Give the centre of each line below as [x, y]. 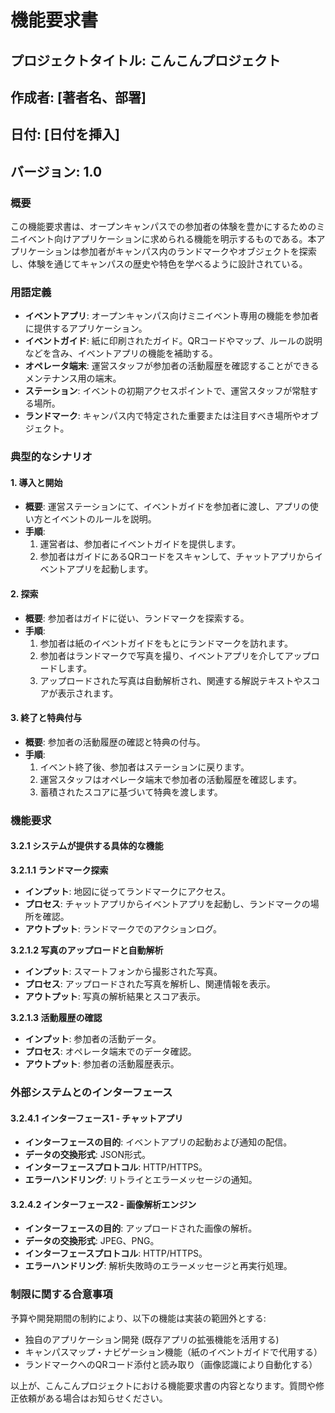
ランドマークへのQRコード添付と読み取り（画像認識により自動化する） [171, 1364]
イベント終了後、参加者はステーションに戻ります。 [144, 767]
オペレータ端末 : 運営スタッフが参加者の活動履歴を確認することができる [172, 366]
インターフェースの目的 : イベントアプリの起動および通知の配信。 [158, 1142]
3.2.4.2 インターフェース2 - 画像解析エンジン [103, 1204]
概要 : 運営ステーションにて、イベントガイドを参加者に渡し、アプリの [167, 507]
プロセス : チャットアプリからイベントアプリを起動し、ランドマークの [167, 904]
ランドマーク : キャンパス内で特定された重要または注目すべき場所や [163, 416]
